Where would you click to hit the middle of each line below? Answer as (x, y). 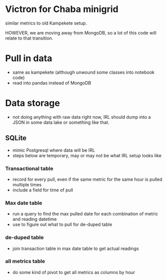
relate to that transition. (29, 38)
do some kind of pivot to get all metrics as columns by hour (74, 272)
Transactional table (29, 168)
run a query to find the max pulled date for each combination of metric (85, 214)
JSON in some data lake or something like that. (61, 122)
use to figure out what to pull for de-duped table (62, 224)
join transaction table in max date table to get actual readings (75, 248)
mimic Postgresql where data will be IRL (54, 150)
